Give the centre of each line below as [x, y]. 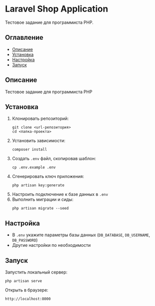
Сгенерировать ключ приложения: [48, 177]
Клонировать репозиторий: [40, 119]
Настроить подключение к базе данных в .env [60, 194]
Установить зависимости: [39, 141]
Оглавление [24, 38]
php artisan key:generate [38, 185]
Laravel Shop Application [57, 9]
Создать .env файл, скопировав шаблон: [54, 159]
